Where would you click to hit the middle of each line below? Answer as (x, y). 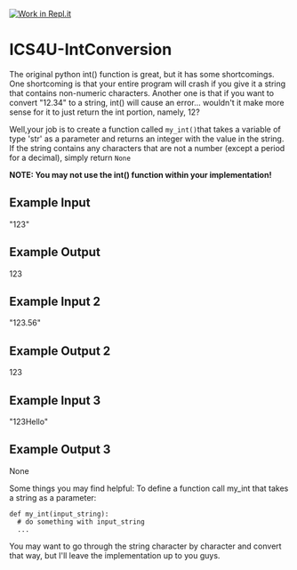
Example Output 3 (60, 450)
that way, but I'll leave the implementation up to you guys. (115, 555)
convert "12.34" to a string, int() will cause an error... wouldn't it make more (147, 102)
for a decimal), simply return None (70, 157)
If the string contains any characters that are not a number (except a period (147, 148)
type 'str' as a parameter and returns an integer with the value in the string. (147, 139)
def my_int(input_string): (59, 514)
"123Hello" (29, 421)
